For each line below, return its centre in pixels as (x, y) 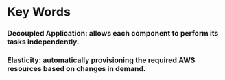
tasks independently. (43, 42)
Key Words (39, 12)
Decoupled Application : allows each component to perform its (113, 34)
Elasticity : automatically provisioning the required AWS (101, 60)
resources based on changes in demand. (76, 69)
